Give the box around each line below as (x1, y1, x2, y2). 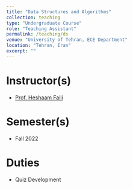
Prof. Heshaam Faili (14, 94, 63, 101)
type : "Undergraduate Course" (6, 20, 82, 26)
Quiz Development (14, 176, 61, 183)
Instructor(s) (6, 73, 71, 87)
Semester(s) (6, 115, 70, 128)
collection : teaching (6, 14, 61, 20)
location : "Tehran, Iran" (6, 43, 71, 49)
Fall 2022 (14, 135, 39, 142)
